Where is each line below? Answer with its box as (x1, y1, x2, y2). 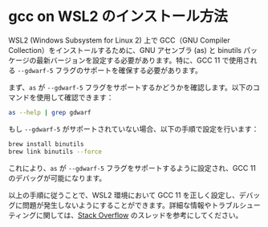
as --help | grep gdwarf (8, 108, 91, 116)
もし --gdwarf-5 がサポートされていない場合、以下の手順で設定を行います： (8, 124, 259, 133)
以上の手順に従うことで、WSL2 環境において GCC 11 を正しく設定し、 (8, 190, 239, 200)
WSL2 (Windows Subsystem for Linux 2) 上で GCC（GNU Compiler (8, 35, 230, 45)
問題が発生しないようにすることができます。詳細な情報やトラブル (22, 200, 240, 209)
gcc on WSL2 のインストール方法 (8, 7, 229, 26)
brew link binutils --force (8, 148, 103, 156)
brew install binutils (8, 140, 84, 148)
